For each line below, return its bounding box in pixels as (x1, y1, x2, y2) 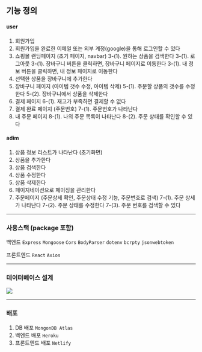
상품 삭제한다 (14, 179, 46, 186)
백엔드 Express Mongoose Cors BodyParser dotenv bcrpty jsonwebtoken (6, 238, 174, 246)
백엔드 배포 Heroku (14, 331, 59, 339)
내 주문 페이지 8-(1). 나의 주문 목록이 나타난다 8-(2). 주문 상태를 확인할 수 (14, 112, 186, 120)
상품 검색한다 (14, 164, 46, 171)
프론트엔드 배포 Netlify (14, 339, 71, 346)
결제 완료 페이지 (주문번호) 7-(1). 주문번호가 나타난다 (14, 105, 138, 112)
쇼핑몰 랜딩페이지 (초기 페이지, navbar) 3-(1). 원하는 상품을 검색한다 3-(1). (14, 52, 189, 59)
